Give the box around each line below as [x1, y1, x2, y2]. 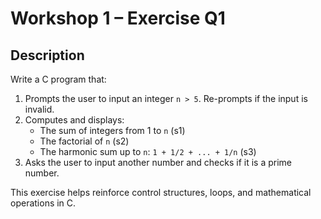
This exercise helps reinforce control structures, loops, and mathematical [10, 187, 312, 198]
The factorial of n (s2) [39, 135, 130, 147]
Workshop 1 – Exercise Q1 [10, 7, 226, 30]
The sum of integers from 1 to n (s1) [39, 125, 186, 136]
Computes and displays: [24, 114, 125, 126]
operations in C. [10, 197, 77, 209]
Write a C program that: [10, 73, 107, 85]
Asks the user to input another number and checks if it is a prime [24, 157, 292, 168]
